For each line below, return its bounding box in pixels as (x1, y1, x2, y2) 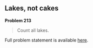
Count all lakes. (17, 27, 49, 33)
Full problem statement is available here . (5, 37, 88, 43)
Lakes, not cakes (5, 4, 59, 13)
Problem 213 (5, 17, 31, 23)
